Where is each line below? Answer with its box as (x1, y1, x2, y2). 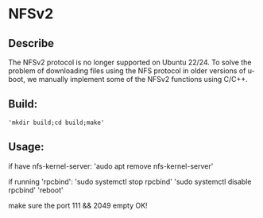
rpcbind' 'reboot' (8, 185, 64, 195)
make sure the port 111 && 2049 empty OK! (8, 200, 149, 210)
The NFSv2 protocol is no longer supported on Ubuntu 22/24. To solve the (8, 57, 252, 67)
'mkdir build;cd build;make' (8, 119, 105, 127)
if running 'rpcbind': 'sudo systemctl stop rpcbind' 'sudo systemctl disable (8, 177, 252, 186)
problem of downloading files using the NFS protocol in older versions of (8, 66, 246, 76)
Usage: (8, 140, 45, 154)
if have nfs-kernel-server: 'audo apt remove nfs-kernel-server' (8, 161, 214, 171)
